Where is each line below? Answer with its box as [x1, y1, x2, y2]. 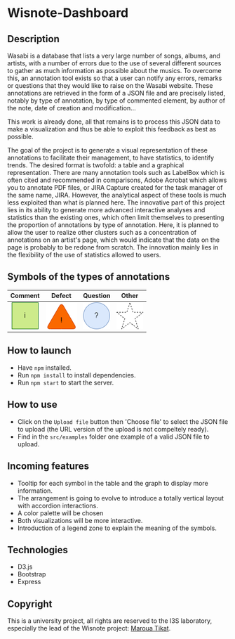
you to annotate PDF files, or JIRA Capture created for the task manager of [7, 183, 223, 191]
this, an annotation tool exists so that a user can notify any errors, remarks [7, 74, 222, 82]
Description [7, 33, 60, 45]
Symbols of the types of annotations [7, 271, 170, 283]
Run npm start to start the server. [17, 378, 114, 387]
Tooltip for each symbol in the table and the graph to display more [17, 479, 208, 487]
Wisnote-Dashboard [7, 5, 128, 21]
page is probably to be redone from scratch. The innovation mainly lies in [7, 243, 219, 251]
